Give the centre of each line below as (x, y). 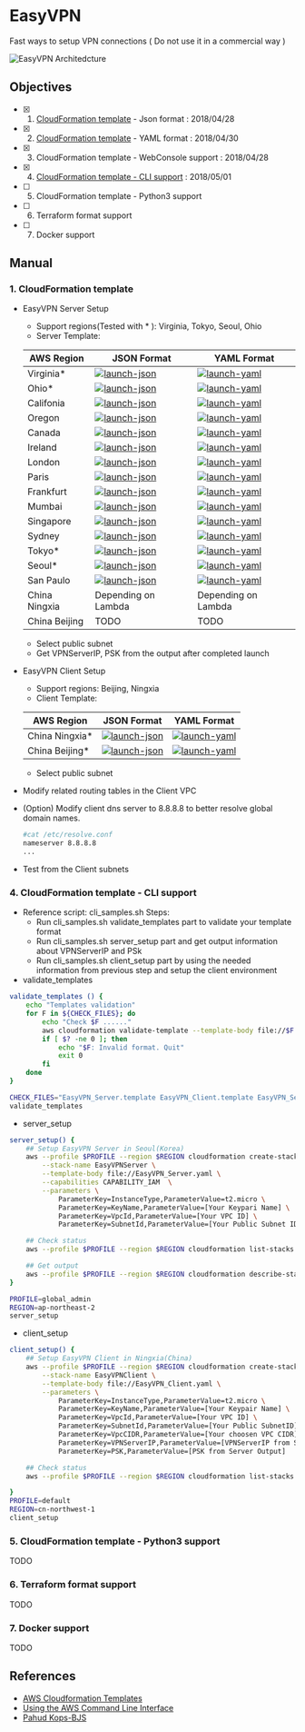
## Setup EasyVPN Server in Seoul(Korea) (105, 1149)
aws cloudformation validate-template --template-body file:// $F (168, 1030)
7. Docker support (49, 1627)
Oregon (43, 418)
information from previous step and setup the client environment (157, 971)
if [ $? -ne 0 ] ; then (85, 1039)
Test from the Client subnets (76, 870)
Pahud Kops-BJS (54, 1717)
